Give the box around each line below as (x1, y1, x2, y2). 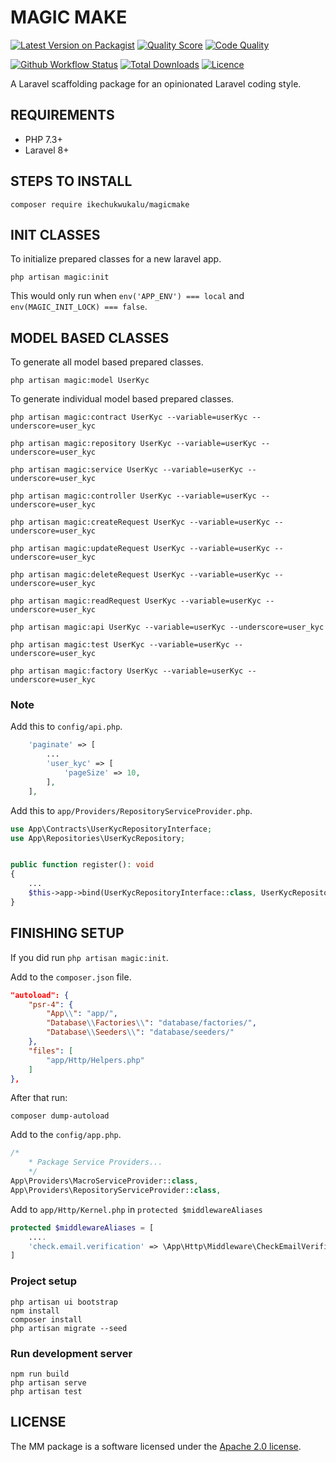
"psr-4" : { (28, 999, 74, 1010)
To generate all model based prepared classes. (10, 356, 204, 368)
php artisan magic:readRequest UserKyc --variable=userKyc (10, 596, 262, 606)
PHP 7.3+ (24, 133, 63, 145)
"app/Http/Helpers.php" (46, 1055, 145, 1065)
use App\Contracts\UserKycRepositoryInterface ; (10, 824, 213, 834)
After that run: (10, 1092, 68, 1104)
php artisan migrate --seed (10, 1323, 128, 1333)
